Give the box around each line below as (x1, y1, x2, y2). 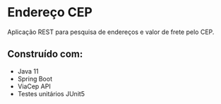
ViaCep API (17, 82, 51, 91)
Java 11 (17, 67, 39, 75)
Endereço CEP (7, 4, 93, 21)
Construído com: (7, 48, 83, 60)
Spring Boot (17, 74, 53, 83)
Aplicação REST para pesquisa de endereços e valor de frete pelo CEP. (7, 28, 215, 36)
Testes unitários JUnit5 (17, 89, 85, 98)
